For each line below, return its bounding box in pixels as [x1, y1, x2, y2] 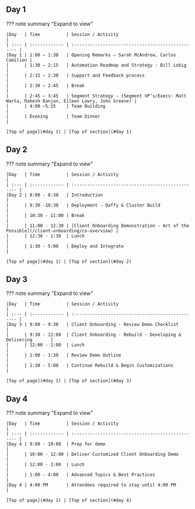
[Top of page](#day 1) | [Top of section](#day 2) [6, 259, 132, 264]
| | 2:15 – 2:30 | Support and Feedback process [6, 73, 145, 78]
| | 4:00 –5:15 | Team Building [6, 103, 106, 109]
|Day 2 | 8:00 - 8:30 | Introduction [6, 192, 103, 198]
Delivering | [6, 337, 54, 343]
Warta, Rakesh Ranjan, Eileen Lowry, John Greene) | [6, 98, 137, 104]
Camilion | [6, 57, 33, 63]
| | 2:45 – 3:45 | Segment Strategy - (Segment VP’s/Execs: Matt [6, 93, 187, 99]
